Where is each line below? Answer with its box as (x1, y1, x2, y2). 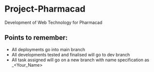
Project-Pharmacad (4, 3, 86, 15)
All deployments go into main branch (11, 46, 86, 52)
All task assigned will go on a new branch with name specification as (11, 57, 149, 63)
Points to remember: (4, 34, 68, 42)
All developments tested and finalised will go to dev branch (11, 52, 130, 57)
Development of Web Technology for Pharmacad (4, 19, 103, 25)
